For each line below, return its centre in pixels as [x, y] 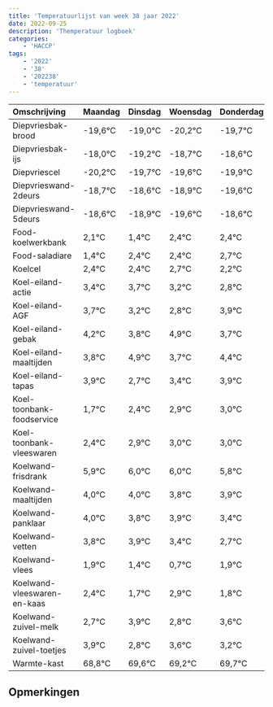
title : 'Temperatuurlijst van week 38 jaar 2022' [94, 16]
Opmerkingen [44, 692]
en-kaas [29, 603]
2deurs [26, 195]
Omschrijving [39, 111]
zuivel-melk [36, 626]
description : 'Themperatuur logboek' [72, 31]
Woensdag [191, 111]
